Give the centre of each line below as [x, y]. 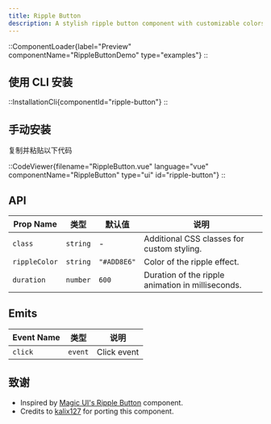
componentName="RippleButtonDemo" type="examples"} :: [108, 55]
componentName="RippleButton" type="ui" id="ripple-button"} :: [117, 175]
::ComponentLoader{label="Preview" [70, 46]
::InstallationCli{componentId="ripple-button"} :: [88, 102]
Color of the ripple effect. [192, 261]
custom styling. [173, 248]
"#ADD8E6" [117, 262]
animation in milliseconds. [193, 285]
